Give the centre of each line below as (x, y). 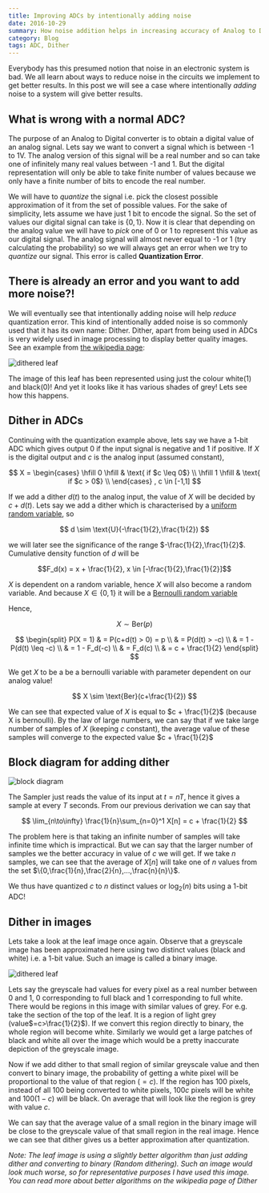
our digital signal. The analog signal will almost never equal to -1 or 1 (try (127, 239)
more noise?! (42, 294)
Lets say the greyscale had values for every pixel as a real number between (133, 989)
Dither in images (50, 922)
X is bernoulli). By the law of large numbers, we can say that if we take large (134, 720)
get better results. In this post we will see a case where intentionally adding (132, 86)
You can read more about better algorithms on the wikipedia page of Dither (133, 1180)
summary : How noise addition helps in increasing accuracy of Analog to (132, 30)
